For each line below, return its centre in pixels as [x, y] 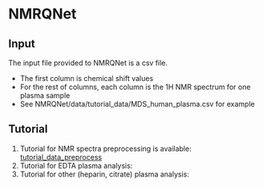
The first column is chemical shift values [87, 78]
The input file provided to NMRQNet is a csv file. [88, 63]
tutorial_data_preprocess [61, 157]
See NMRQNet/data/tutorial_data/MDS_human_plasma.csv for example [137, 104]
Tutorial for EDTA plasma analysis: [76, 165]
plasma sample [45, 96]
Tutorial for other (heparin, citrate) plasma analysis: [105, 174]
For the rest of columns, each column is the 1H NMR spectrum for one [135, 87]
